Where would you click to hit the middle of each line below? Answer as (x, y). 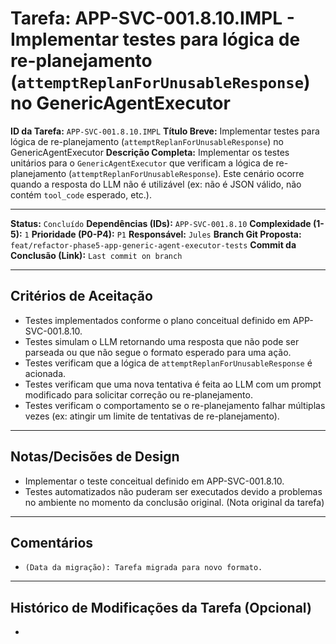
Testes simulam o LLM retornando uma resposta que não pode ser (162, 341)
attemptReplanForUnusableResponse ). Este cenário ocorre (188, 173)
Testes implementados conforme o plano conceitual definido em (157, 320)
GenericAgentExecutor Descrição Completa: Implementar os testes (150, 152)
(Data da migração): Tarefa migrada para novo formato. (143, 568)
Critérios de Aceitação (81, 296)
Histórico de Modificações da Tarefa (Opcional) (161, 607)
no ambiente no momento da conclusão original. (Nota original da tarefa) (174, 502)
